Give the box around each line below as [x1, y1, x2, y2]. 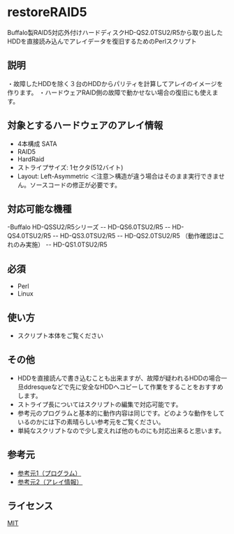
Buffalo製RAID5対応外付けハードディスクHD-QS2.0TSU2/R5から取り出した [7, 28, 224, 36]
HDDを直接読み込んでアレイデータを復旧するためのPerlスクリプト [7, 36, 197, 46]
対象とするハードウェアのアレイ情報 [7, 120, 163, 132]
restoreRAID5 [7, 4, 87, 20]
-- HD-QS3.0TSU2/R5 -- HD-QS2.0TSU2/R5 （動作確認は [52, 232, 219, 240]
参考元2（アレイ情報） [17, 477, 83, 486]
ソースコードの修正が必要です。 [29, 180, 121, 189]
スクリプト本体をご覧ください [17, 331, 103, 340]
